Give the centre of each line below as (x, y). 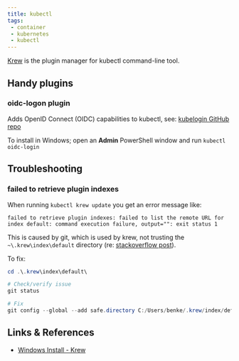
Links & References (51, 333)
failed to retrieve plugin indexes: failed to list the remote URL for (116, 218)
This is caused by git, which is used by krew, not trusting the (96, 237)
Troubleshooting (45, 169)
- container (28, 27)
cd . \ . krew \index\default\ (47, 271)
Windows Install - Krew (52, 350)
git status (23, 291)
